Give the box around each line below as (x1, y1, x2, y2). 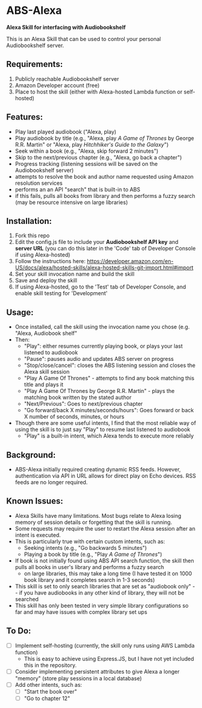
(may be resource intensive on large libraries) (14, 199, 128, 206)
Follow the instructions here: (14, 258, 86, 265)
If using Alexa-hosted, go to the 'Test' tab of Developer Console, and (14, 283, 186, 290)
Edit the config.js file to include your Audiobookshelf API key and (14, 238, 179, 246)
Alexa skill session (24, 368, 70, 375)
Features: (6, 112, 43, 123)
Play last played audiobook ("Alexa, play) (14, 128, 116, 135)
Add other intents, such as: (14, 681, 83, 688)
